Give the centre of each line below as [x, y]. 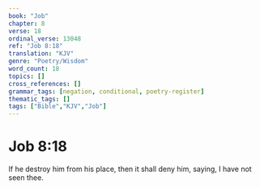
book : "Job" [28, 16]
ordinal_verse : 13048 [45, 39]
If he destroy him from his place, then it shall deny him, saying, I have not [130, 169]
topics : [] [27, 76]
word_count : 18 [34, 69]
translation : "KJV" [41, 54]
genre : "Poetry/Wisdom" [49, 62]
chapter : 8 [27, 24]
